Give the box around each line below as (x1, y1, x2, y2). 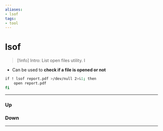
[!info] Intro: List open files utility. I (16, 58, 85, 64)
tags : (5, 16, 16, 21)
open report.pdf (14, 81, 47, 86)
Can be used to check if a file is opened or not (12, 67, 106, 73)
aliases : (5, 7, 23, 12)
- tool (5, 20, 18, 26)
